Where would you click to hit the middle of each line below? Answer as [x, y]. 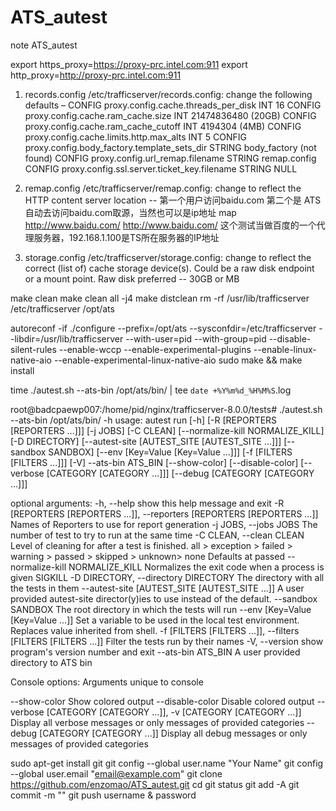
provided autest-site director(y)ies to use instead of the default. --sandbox [164, 598]
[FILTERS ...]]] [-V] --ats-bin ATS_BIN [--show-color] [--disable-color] [154, 462]
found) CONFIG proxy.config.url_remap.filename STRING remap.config [170, 158]
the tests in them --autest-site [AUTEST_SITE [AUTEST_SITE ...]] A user [157, 588]
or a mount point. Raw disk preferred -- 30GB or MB [132, 278]
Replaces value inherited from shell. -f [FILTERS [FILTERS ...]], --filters [155, 630]
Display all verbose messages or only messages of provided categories [157, 722]
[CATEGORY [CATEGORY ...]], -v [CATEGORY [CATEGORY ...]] [174, 712]
